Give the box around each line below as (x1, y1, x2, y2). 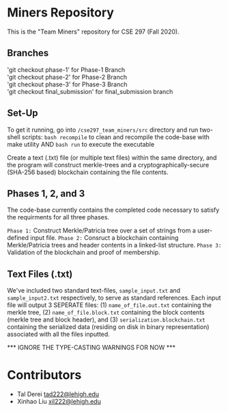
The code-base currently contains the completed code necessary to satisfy (7, 206, 220, 214)
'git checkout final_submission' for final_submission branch (7, 87, 173, 95)
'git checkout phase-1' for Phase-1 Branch (7, 65, 125, 73)
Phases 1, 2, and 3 (7, 187, 85, 199)
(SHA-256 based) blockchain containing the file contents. (7, 168, 169, 176)
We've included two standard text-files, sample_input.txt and (7, 287, 181, 295)
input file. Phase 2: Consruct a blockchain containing (30, 234, 179, 242)
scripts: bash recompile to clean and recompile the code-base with (21, 132, 210, 141)
